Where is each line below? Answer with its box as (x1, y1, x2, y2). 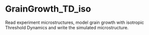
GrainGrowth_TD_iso (5, 3, 92, 15)
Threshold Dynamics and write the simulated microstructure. (5, 24, 129, 30)
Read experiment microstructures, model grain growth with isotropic (5, 19, 145, 25)
